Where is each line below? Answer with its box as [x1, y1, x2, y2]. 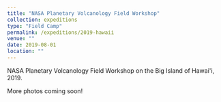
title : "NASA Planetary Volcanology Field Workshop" [7, 10, 160, 17]
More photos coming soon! [7, 86, 83, 95]
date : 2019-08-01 [7, 41, 57, 48]
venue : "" [7, 35, 35, 42]
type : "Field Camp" [7, 22, 63, 29]
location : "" [7, 48, 44, 55]
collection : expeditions [7, 16, 78, 23]
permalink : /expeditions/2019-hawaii [7, 29, 115, 36]
